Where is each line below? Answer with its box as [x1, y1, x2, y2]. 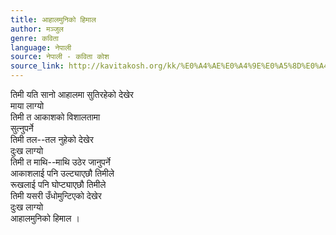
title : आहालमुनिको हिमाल [10, 14, 97, 25]
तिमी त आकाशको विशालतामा [10, 111, 101, 123]
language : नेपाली [10, 42, 72, 53]
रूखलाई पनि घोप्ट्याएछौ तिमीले [10, 179, 107, 190]
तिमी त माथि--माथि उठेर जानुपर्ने [10, 156, 111, 168]
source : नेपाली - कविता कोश [10, 52, 110, 62]
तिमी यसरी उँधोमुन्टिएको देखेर [10, 190, 102, 201]
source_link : [10, 61, 65, 71]
